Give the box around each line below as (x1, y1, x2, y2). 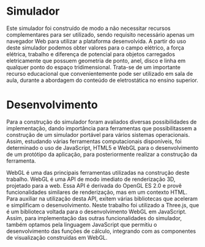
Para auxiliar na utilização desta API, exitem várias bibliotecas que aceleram (6, 194, 198, 202)
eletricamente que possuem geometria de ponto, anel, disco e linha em (6, 57, 186, 64)
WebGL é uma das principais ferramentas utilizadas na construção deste (6, 169, 190, 176)
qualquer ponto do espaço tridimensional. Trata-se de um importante (6, 63, 181, 71)
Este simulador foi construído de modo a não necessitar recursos (6, 24, 171, 32)
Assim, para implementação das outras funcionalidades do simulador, (6, 214, 182, 221)
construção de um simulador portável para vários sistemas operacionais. (6, 131, 190, 138)
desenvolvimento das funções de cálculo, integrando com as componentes (6, 227, 196, 235)
